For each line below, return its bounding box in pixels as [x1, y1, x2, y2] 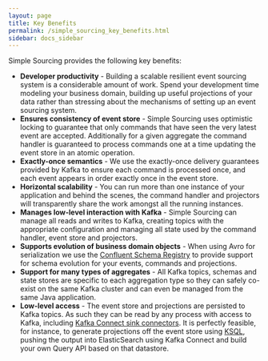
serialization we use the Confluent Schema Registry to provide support [19, 250, 254, 260]
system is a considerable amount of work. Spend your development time [19, 80, 260, 90]
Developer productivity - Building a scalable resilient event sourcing [19, 71, 246, 81]
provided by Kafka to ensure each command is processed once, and [19, 165, 246, 174]
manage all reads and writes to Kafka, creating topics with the [19, 216, 224, 226]
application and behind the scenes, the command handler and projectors [19, 191, 260, 200]
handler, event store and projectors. [19, 233, 138, 243]
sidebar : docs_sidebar [8, 34, 84, 42]
